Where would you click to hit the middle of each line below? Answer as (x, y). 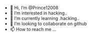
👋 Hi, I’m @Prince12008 (34, 8)
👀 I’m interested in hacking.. (38, 13)
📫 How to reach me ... (33, 29)
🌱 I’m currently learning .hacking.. (44, 18)
